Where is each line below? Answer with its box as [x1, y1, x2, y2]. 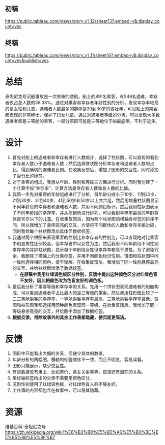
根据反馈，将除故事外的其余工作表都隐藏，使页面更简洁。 [12, 314, 129, 320]
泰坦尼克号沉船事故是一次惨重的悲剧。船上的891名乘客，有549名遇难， [5, 93, 150, 99]
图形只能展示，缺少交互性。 [12, 363, 69, 369]
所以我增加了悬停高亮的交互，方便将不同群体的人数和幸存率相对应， [21, 222, 159, 228]
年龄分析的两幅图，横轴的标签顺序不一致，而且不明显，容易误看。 [12, 356, 146, 363]
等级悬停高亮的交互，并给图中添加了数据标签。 [12, 308, 107, 314]
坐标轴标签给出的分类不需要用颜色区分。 [12, 375, 94, 381]
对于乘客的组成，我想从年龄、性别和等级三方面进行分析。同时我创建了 [12, 179, 155, 185]
